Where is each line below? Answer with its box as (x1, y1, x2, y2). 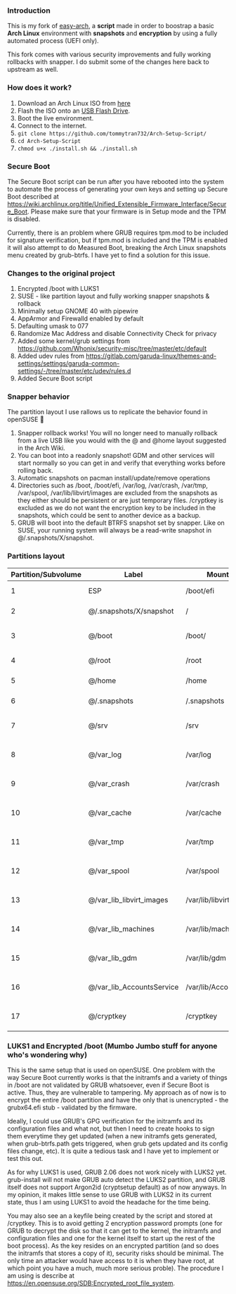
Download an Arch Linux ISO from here (17, 99, 131, 107)
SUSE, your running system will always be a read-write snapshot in (17, 526, 212, 535)
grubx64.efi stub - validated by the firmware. (7, 1103, 138, 1112)
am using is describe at (7, 1271, 75, 1280)
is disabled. (7, 214, 41, 223)
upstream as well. (7, 66, 58, 74)
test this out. (7, 1155, 44, 1163)
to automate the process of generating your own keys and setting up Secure (7, 185, 228, 193)
